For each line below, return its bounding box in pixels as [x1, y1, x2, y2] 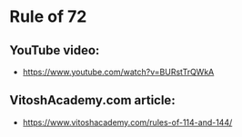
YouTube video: [9, 43, 100, 58]
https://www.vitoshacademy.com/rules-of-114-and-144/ [22, 116, 233, 128]
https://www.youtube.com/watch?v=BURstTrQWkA [22, 66, 215, 77]
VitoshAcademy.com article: [9, 93, 176, 108]
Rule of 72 [9, 6, 87, 27]
